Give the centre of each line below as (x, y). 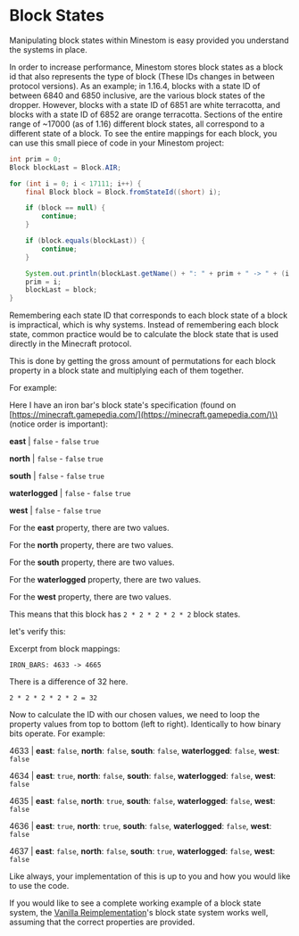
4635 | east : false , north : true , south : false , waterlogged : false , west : (142, 801)
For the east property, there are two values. (89, 528)
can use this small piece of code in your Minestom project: (117, 143)
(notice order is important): (59, 424)
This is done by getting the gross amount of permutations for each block (143, 361)
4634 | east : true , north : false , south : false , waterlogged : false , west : (143, 776)
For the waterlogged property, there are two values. (105, 580)
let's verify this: (37, 632)
